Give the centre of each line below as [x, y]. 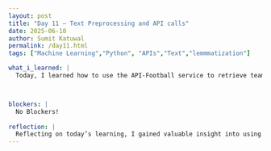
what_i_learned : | [39, 68]
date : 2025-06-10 [38, 31]
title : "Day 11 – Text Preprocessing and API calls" [99, 23]
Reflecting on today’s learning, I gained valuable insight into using [139, 134]
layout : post [30, 16]
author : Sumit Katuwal [46, 38]
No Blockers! [38, 111]
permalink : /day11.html [48, 46]
